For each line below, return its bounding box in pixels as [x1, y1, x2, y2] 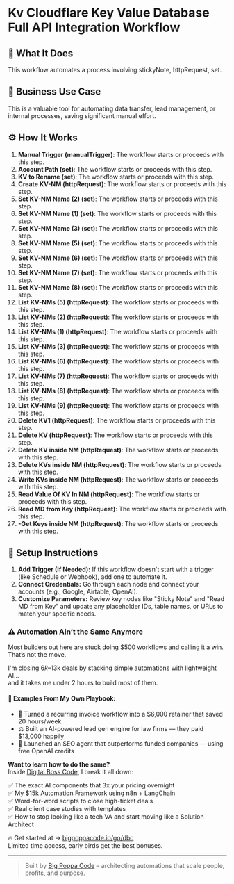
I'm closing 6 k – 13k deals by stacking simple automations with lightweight [8, 664, 217, 672]
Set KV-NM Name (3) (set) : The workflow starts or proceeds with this [17, 224, 218, 232]
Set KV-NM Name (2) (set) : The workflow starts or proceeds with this [17, 195, 218, 203]
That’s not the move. [8, 650, 67, 658]
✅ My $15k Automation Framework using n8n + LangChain [8, 789, 176, 797]
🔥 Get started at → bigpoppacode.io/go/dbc [8, 833, 134, 842]
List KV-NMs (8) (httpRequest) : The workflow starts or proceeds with [17, 386, 219, 395]
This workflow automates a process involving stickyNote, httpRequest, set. [8, 66, 222, 74]
